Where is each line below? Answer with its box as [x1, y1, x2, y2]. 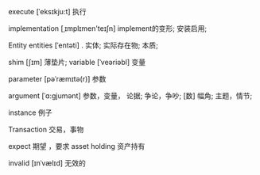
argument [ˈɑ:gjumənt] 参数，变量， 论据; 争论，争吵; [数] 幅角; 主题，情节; [8, 91, 253, 101]
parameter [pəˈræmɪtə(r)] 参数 [8, 74, 107, 83]
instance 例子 [8, 108, 52, 117]
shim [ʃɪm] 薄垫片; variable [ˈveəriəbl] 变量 [8, 58, 146, 67]
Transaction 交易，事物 [8, 125, 84, 134]
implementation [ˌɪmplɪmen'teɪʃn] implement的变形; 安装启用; [8, 24, 208, 33]
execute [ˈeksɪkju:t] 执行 [8, 7, 87, 16]
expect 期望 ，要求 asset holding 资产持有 [8, 142, 146, 150]
